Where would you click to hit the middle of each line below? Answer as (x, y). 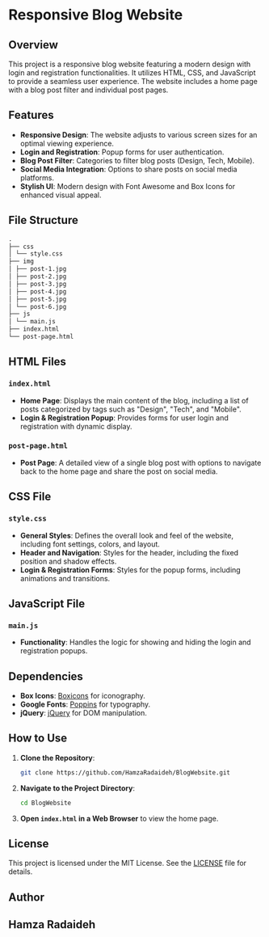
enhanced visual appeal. (61, 195)
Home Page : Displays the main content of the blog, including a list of (134, 400)
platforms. (37, 177)
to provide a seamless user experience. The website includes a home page (133, 81)
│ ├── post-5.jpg (38, 299)
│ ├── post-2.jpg (38, 276)
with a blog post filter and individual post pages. (88, 90)
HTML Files (38, 362)
